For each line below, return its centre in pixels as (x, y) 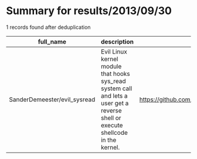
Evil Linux (114, 51)
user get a (115, 103)
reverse (111, 110)
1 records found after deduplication (48, 27)
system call (116, 88)
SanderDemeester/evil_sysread (52, 100)
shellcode (114, 132)
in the (108, 140)
